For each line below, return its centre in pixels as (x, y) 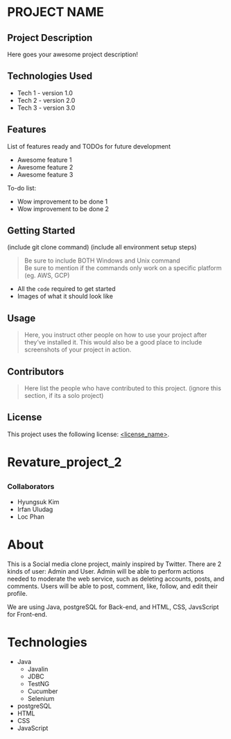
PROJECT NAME (55, 12)
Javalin (38, 669)
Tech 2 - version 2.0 (46, 100)
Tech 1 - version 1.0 (45, 93)
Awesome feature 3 (45, 174)
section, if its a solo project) (64, 396)
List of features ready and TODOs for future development (89, 146)
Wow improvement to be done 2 (63, 208)
